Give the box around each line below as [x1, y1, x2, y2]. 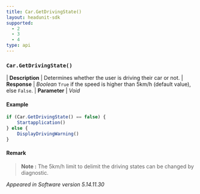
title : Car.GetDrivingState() [6, 8, 82, 15]
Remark [6, 150, 26, 157]
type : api [6, 43, 31, 49]
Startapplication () [17, 120, 66, 126]
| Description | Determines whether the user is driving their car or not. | [6, 74, 183, 82]
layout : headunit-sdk [6, 14, 61, 20]
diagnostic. [20, 169, 49, 176]
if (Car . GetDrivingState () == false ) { [6, 114, 106, 120]
